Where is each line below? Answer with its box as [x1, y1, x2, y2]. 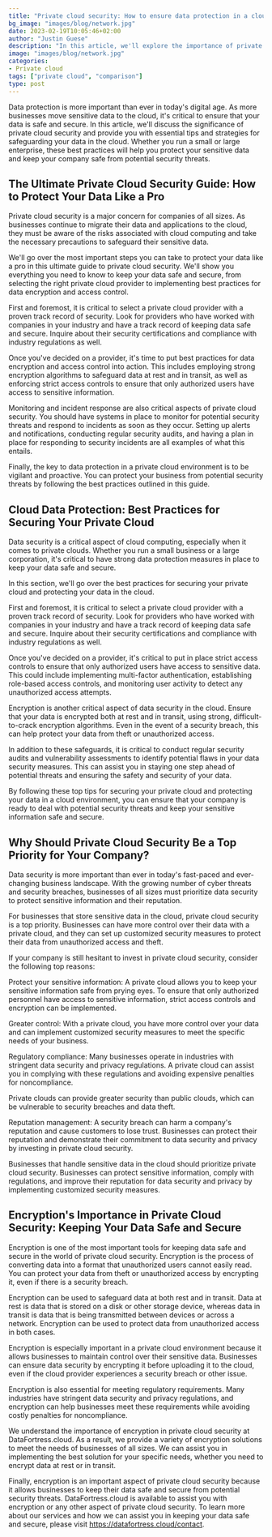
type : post [8, 79, 45, 88]
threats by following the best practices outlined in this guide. [8, 479, 210, 489]
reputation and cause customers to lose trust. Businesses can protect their [8, 1126, 257, 1136]
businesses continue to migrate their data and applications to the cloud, [8, 220, 248, 229]
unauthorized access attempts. [8, 687, 112, 697]
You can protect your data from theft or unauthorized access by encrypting [8, 1268, 259, 1278]
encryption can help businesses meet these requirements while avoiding [8, 1402, 251, 1411]
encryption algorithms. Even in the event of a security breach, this [39, 721, 259, 730]
